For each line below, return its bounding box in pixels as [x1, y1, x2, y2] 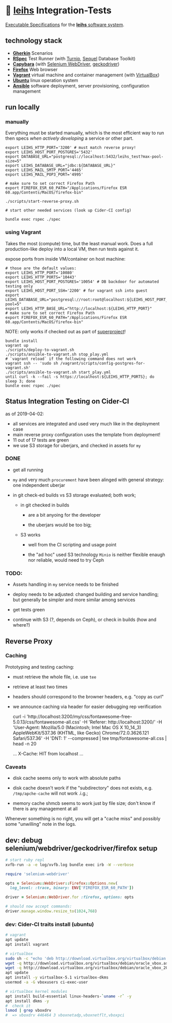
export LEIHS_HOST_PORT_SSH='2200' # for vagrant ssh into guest [5, 288, 147, 293]
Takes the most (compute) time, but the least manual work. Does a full [5, 240, 153, 246]
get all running [12, 466, 44, 473]
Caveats [5, 763, 27, 770]
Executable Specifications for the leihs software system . [5, 22, 124, 28]
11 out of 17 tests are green [12, 437, 69, 443]
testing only [5, 284, 33, 289]
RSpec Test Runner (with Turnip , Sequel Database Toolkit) [12, 55, 136, 61]
